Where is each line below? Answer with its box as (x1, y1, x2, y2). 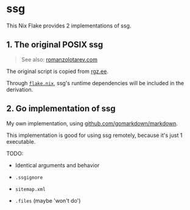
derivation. (6, 86, 33, 93)
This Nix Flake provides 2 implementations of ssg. (6, 22, 132, 29)
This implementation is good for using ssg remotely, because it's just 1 (6, 131, 183, 139)
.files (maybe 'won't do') (15, 197, 81, 204)
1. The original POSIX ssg (6, 40, 104, 50)
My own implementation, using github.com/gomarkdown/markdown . (6, 119, 178, 127)
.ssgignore (15, 174, 43, 181)
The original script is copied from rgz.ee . (6, 68, 108, 75)
